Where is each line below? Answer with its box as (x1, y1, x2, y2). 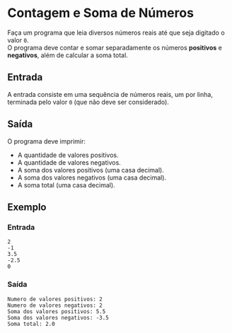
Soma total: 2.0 (7, 320, 55, 327)
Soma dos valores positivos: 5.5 (7, 308, 106, 315)
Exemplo (7, 201, 47, 213)
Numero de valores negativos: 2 (7, 302, 103, 309)
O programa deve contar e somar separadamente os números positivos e (7, 43, 223, 52)
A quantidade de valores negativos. (17, 158, 122, 167)
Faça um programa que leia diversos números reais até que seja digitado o (7, 28, 225, 37)
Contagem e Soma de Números (7, 5, 195, 21)
